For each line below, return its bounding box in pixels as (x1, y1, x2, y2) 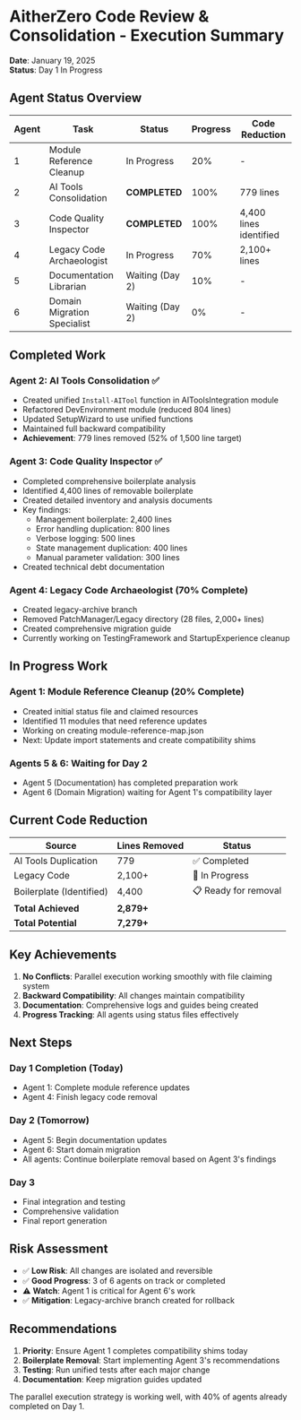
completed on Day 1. (9, 1400, 85, 1411)
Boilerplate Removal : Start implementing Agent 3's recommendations (21, 1355, 280, 1365)
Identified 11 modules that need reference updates (21, 715, 208, 726)
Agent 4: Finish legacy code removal (21, 1092, 159, 1103)
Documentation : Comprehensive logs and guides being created (21, 1000, 259, 1010)
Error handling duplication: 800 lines (35, 523, 170, 534)
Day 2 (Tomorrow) (9, 1114, 90, 1127)
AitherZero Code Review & (9, 6, 210, 27)
